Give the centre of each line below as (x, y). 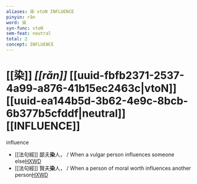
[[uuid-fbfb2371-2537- (127, 76)
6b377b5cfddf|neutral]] (66, 114)
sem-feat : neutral (29, 34)
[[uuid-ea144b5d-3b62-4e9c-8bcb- (97, 101)
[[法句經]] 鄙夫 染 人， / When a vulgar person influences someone (94, 155)
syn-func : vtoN (25, 28)
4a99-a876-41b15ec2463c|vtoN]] (91, 88)
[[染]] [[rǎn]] (37, 76)
